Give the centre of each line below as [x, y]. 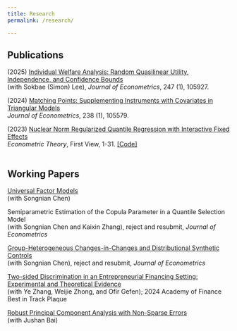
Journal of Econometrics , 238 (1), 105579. [68, 115]
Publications [36, 55]
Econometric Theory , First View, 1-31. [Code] [72, 144]
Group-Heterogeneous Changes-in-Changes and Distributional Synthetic [114, 248]
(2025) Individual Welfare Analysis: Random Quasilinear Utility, [98, 72]
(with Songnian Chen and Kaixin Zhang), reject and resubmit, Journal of [112, 227]
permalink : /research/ [41, 20]
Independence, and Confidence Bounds [65, 80]
